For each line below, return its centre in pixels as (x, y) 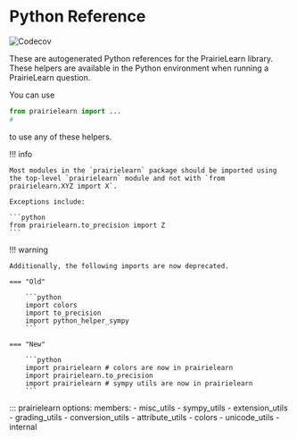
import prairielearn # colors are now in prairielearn (129, 367)
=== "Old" (28, 282)
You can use (32, 95)
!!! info (21, 154)
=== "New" (28, 344)
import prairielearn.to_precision (89, 376)
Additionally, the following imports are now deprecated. (119, 266)
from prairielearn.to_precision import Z (87, 225)
